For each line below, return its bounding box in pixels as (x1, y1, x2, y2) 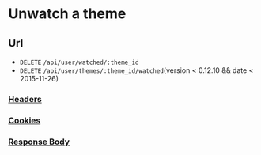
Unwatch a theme (8, 5, 127, 23)
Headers (8, 93, 42, 104)
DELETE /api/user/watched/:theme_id (19, 59, 139, 66)
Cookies (8, 115, 41, 126)
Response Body (8, 136, 70, 147)
